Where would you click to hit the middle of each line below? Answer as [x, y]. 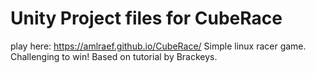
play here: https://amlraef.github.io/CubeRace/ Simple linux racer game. [158, 46]
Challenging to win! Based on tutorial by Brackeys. [114, 56]
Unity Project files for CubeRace [146, 18]
